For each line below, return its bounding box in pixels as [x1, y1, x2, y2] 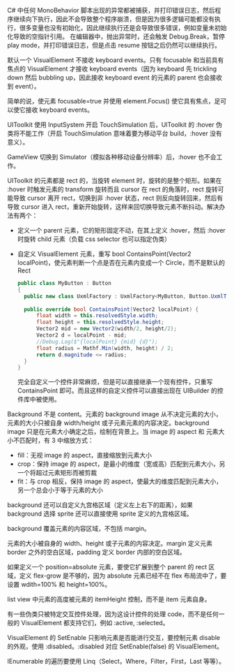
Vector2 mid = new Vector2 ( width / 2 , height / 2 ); [36, 326, 178, 333]
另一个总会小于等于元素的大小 [17, 486, 103, 495]
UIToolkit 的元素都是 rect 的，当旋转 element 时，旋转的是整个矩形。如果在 [7, 177, 222, 184]
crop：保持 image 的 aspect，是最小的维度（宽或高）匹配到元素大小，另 [17, 460, 226, 468]
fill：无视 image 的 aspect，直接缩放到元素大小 [17, 451, 152, 460]
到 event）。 [7, 82, 40, 90]
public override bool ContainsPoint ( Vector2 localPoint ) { [24, 306, 199, 313]
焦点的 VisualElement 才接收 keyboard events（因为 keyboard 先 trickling [7, 65, 217, 73]
